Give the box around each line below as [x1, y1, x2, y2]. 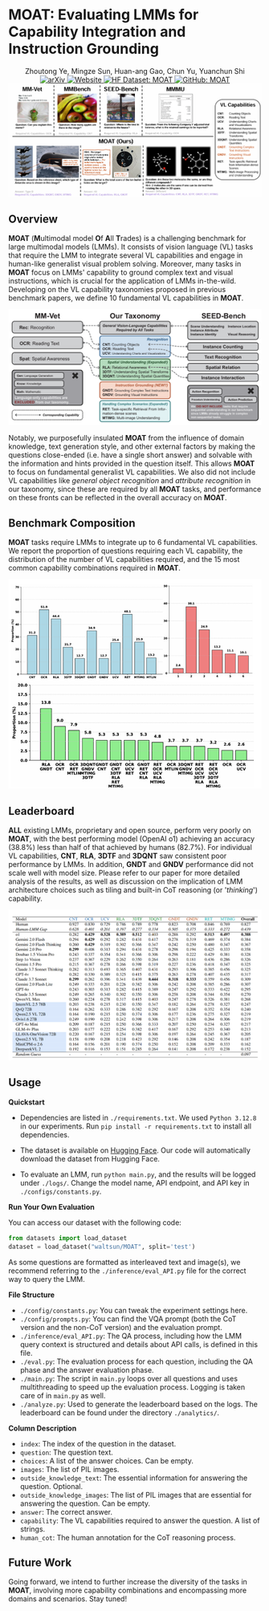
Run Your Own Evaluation [8, 1202, 95, 1211]
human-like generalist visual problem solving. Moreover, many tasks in [8, 259, 242, 269]
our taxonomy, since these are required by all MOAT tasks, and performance [8, 484, 262, 494]
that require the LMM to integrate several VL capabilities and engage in [8, 250, 243, 260]
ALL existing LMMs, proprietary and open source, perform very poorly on [8, 825, 251, 836]
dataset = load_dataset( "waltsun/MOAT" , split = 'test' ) [8, 1243, 196, 1251]
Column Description [8, 1423, 77, 1433]
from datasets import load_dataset [8, 1234, 128, 1242]
